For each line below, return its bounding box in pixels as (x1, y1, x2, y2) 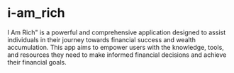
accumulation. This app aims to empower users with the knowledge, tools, (7, 43, 225, 51)
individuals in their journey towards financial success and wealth (7, 35, 196, 44)
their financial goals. (7, 58, 67, 66)
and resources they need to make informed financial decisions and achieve (7, 51, 227, 59)
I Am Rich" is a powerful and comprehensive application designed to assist (7, 28, 226, 36)
